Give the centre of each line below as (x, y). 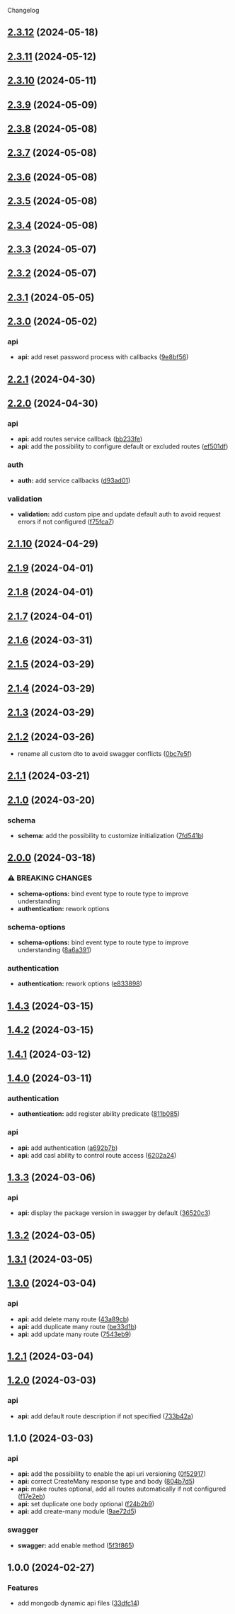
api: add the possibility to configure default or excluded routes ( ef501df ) (123, 446)
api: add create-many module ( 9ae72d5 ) (77, 1511)
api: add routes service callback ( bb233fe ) (80, 439)
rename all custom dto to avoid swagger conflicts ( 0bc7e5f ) (105, 753)
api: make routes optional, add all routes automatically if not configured (122, 1489)
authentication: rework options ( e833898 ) (80, 983)
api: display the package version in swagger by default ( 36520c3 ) (114, 1213)
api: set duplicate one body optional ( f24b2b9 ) (86, 1504)
